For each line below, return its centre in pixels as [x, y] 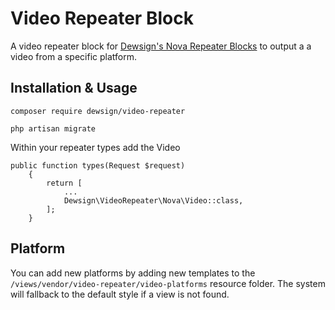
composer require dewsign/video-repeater [98, 111]
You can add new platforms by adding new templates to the [133, 273]
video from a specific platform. [73, 56]
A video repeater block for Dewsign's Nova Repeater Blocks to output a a [161, 46]
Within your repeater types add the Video [95, 147]
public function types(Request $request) [98, 165]
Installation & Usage [74, 88]
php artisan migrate [53, 128]
